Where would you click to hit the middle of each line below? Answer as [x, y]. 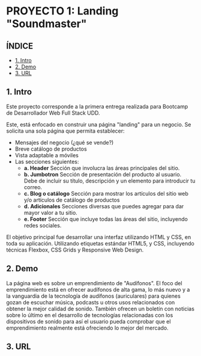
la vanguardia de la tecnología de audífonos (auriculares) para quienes [94, 296]
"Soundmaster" [46, 24]
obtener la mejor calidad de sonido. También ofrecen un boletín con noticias [100, 309]
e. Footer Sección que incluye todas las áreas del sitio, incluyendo [106, 219]
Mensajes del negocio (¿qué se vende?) [64, 142]
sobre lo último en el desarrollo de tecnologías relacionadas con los [90, 315]
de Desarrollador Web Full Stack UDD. [53, 113]
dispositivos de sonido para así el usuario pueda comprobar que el [88, 321]
